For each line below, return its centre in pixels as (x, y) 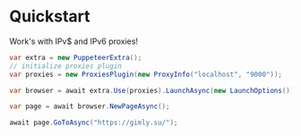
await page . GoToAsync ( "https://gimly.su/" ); (94, 123)
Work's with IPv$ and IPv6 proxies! (74, 41)
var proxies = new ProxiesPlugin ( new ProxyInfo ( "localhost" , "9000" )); (146, 74)
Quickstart (50, 17)
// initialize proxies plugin (66, 66)
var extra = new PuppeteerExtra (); (76, 57)
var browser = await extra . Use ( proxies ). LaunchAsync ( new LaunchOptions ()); (154, 90)
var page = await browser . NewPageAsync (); (90, 106)
